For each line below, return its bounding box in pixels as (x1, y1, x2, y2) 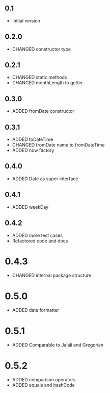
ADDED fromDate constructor (12, 108, 74, 114)
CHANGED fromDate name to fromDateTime (12, 142, 105, 148)
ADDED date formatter (12, 307, 60, 313)
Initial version (12, 17, 40, 23)
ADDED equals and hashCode (12, 382, 75, 388)
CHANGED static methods (12, 74, 67, 81)
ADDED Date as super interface (12, 176, 78, 182)
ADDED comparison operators (12, 377, 76, 383)
